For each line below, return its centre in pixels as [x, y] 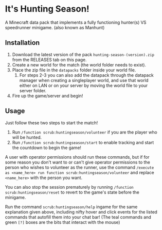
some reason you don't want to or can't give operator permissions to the [78, 162]
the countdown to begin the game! [47, 148]
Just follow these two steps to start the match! [52, 123]
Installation [22, 43]
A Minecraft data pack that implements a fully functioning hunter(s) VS [76, 22]
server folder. [33, 90]
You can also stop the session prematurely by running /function [69, 187]
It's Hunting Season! [47, 9]
